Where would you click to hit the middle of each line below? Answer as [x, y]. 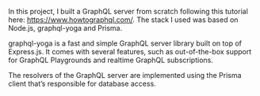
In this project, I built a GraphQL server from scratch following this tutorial [128, 11]
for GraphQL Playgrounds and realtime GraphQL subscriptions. [111, 60]
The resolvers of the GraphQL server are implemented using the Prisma [125, 75]
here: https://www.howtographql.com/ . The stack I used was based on [123, 20]
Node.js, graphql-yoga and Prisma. [65, 28]
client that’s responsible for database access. [82, 83]
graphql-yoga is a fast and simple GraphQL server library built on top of [125, 43]
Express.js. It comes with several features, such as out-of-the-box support [130, 52]
